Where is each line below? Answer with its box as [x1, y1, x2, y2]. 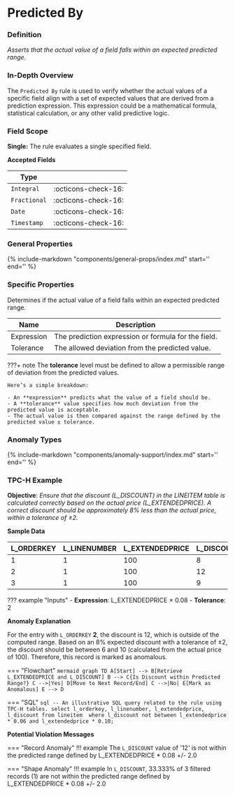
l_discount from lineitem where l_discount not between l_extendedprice [7, 712, 227, 719]
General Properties [7, 239, 73, 249]
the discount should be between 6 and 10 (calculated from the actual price [7, 645, 222, 654]
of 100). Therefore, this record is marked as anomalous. [7, 653, 168, 661]
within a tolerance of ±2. [7, 514, 78, 522]
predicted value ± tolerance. [7, 418, 96, 426]
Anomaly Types [7, 435, 62, 445]
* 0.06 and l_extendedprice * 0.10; [7, 718, 114, 725]
